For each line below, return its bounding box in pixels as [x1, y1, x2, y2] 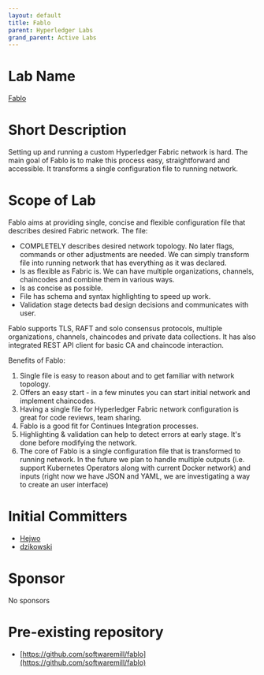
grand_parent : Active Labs [8, 33, 97, 42]
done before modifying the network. [19, 438, 138, 448]
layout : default [8, 11, 61, 20]
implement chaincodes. [19, 396, 96, 406]
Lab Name [8, 68, 76, 85]
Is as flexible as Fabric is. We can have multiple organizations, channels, [19, 267, 255, 276]
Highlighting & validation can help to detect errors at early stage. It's [19, 430, 242, 439]
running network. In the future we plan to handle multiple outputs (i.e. [19, 455, 245, 464]
